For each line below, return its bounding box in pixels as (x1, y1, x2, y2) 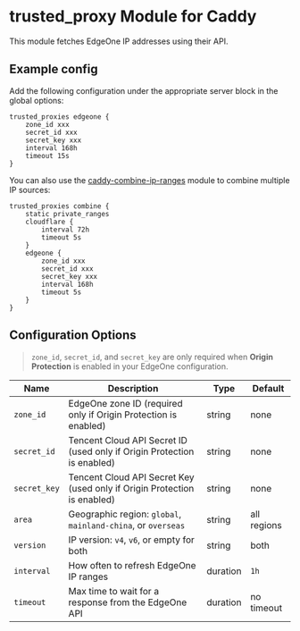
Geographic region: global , (68, 508, 181, 520)
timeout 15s (25, 151, 70, 160)
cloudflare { (25, 217, 74, 226)
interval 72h (41, 225, 90, 234)
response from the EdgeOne (68, 596, 187, 609)
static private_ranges (25, 209, 110, 218)
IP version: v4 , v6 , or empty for (68, 534, 195, 546)
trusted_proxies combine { (9, 201, 110, 211)
